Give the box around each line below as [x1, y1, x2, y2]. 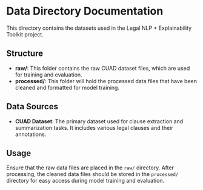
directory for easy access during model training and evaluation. [6, 177, 165, 185]
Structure [6, 49, 44, 59]
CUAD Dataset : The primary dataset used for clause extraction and [15, 117, 184, 125]
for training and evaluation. [15, 71, 83, 78]
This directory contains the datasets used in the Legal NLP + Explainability [6, 24, 192, 32]
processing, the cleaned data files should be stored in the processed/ [6, 171, 179, 178]
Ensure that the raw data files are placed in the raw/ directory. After [6, 164, 175, 171]
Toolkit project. [6, 30, 44, 38]
